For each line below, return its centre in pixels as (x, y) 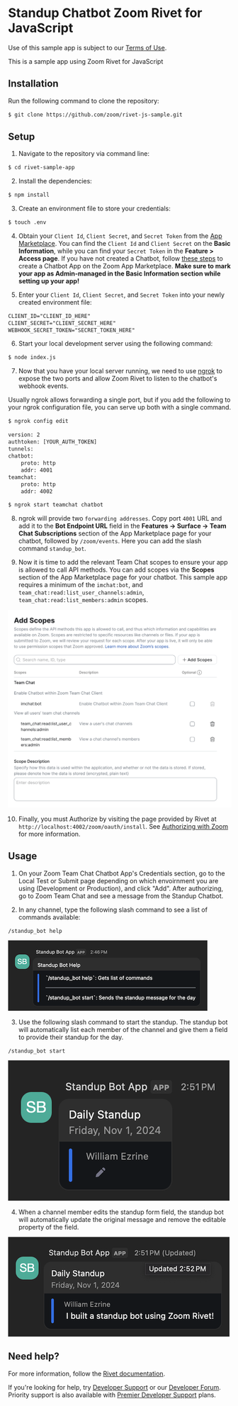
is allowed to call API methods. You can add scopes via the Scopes (116, 569)
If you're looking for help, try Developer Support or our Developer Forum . (115, 1387)
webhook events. (44, 386)
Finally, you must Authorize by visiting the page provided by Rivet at (117, 819)
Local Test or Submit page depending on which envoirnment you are (118, 880)
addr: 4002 (37, 491)
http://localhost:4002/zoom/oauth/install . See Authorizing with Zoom (123, 827)
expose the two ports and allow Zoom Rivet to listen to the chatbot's (118, 378)
